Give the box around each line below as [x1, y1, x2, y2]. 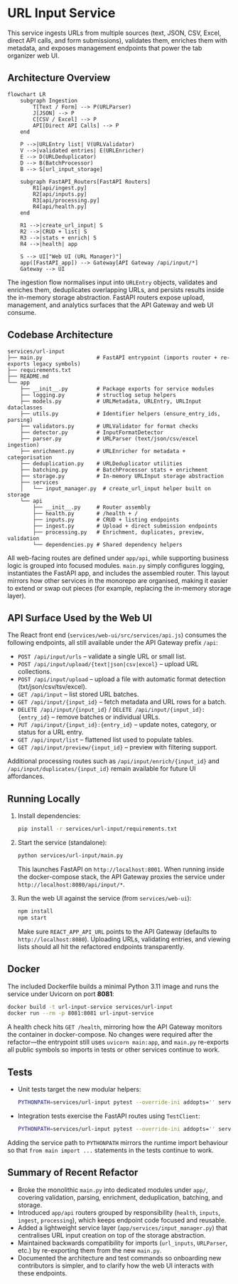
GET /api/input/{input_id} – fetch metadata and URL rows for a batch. [17, 698, 227, 706]
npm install [17, 907, 53, 915]
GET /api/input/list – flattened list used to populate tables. [17, 735, 194, 744]
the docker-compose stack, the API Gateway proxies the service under [17, 872, 226, 881]
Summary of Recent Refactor [7, 1166, 139, 1179]
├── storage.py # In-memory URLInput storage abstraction [20, 472, 224, 480]
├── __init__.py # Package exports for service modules [20, 385, 215, 393]
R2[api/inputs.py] [33, 190, 87, 197]
